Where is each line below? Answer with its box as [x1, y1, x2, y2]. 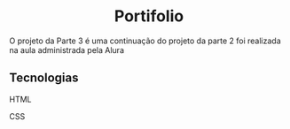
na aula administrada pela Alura [9, 44, 125, 55]
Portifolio [114, 6, 184, 27]
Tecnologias [9, 71, 79, 86]
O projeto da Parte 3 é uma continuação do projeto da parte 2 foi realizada [9, 35, 281, 46]
